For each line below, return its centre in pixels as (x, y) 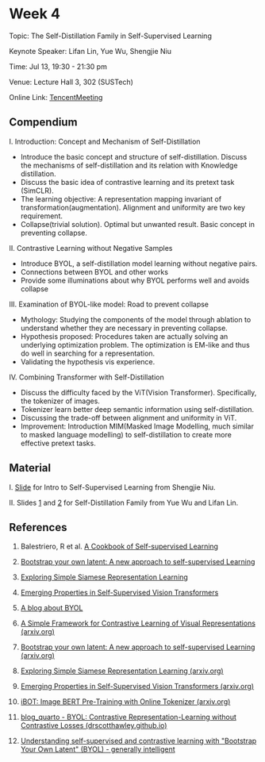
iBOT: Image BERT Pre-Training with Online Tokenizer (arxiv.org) (125, 702)
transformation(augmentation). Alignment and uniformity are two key (132, 207)
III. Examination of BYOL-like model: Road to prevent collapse (109, 304)
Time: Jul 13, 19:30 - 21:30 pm (58, 66)
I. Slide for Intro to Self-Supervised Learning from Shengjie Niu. (113, 487)
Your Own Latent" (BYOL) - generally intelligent (98, 749)
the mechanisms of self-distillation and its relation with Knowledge (129, 165)
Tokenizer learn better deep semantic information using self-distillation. (137, 409)
